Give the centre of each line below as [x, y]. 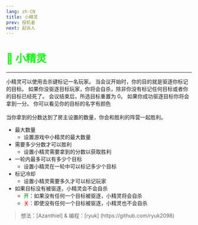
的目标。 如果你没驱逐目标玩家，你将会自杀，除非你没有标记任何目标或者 [95, 89]
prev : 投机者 [21, 22]
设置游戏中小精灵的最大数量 [57, 137]
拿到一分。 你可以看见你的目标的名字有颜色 [58, 104]
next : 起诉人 [21, 28]
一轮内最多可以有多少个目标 [48, 159]
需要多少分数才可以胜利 [43, 145]
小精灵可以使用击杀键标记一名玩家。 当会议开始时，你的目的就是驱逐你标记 [97, 82]
